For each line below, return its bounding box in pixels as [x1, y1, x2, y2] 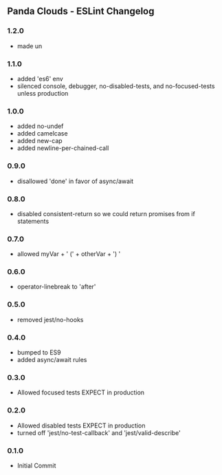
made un [16, 41, 43, 50]
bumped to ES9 [16, 348, 62, 357]
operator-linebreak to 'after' [16, 282, 96, 291]
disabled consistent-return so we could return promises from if [16, 209, 196, 218]
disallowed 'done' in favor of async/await [16, 177, 134, 185]
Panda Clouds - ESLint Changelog [7, 6, 155, 17]
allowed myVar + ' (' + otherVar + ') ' [16, 250, 121, 258]
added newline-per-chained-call [16, 144, 109, 152]
